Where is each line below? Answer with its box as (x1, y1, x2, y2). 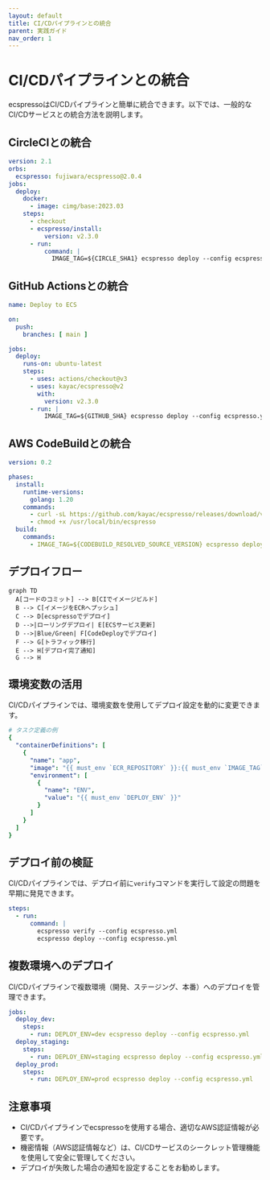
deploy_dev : (15, 1016, 56, 1024)
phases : (8, 473, 35, 481)
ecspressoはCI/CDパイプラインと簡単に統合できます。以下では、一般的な (8, 100, 252, 110)
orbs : (8, 164, 27, 173)
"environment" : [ (29, 771, 88, 780)
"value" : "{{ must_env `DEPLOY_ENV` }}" (43, 794, 182, 802)
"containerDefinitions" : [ (15, 742, 106, 750)
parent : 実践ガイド (8, 27, 67, 35)
